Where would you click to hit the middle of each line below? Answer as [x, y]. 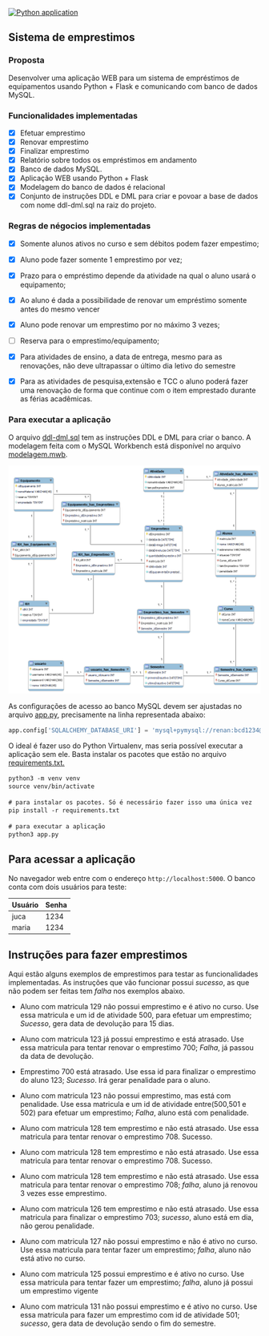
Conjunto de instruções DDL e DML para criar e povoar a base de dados [139, 196]
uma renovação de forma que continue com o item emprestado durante [138, 390]
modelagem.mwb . [38, 454]
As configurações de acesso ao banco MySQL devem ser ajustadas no [125, 706]
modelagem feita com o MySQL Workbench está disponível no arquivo [125, 445]
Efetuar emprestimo [52, 133]
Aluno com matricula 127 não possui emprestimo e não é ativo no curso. [139, 1241]
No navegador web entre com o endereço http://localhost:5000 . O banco [132, 879]
